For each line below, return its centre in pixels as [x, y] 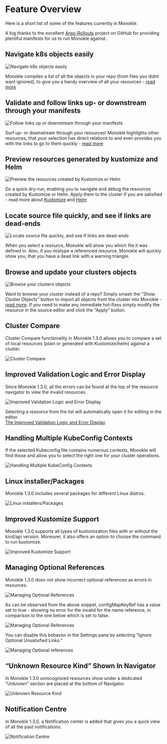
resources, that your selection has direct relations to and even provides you [83, 138]
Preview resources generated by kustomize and [82, 159]
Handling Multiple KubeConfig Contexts [69, 438]
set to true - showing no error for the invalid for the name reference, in [78, 610]
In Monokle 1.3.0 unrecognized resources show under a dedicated [74, 678]
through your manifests [43, 111]
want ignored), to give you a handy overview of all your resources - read [80, 81]
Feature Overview [43, 9]
